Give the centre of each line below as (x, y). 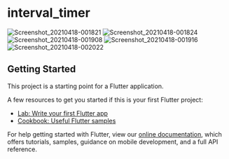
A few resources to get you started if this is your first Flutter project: (105, 99)
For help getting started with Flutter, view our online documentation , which (115, 134)
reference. (22, 149)
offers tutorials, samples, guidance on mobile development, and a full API (113, 141)
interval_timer (49, 13)
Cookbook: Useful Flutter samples (67, 120)
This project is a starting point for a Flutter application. (85, 86)
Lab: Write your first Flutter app (63, 113)
